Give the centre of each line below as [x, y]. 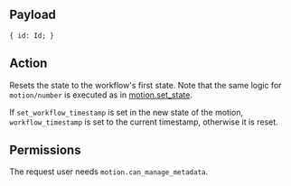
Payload [33, 15]
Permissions [45, 150]
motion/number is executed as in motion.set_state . [101, 95]
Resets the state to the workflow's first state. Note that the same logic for [145, 85]
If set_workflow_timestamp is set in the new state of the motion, [127, 112]
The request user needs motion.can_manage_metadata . [109, 172]
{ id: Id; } [32, 35]
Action [28, 64]
